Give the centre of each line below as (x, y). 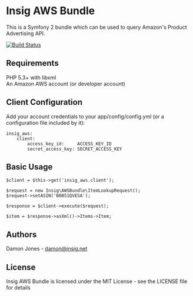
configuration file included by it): (46, 122)
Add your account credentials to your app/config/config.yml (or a (85, 117)
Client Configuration (44, 102)
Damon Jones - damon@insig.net (47, 249)
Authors (21, 235)
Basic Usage (29, 167)
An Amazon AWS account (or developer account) (66, 84)
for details (18, 287)
